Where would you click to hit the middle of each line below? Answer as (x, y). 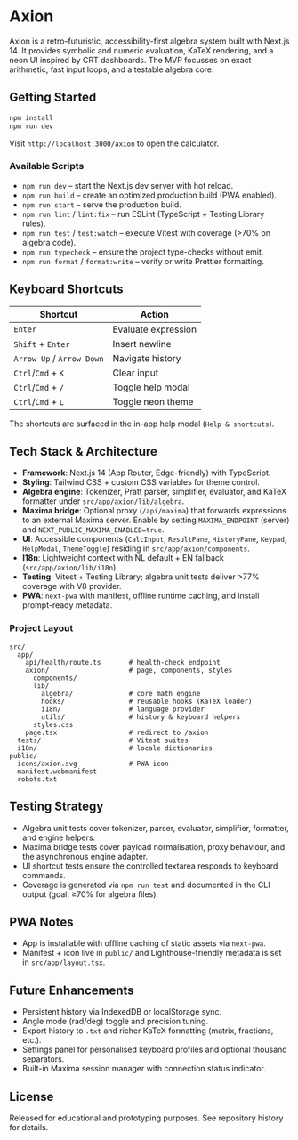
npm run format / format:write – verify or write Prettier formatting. (143, 261)
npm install (31, 117)
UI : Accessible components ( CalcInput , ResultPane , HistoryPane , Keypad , (154, 539)
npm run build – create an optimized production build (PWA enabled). (149, 195)
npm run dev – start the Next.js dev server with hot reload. (128, 185)
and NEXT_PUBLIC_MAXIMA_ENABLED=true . (93, 530)
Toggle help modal (151, 387)
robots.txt (37, 779)
